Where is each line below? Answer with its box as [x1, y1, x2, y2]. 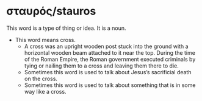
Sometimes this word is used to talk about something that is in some [24, 81, 196, 89]
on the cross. [24, 75, 58, 82]
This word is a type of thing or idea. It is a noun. [6, 24, 126, 32]
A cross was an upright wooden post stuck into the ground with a [24, 43, 189, 50]
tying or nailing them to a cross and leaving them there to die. [24, 62, 179, 69]
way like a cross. [24, 88, 67, 95]
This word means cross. [15, 36, 76, 43]
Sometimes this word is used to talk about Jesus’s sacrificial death [24, 68, 192, 75]
